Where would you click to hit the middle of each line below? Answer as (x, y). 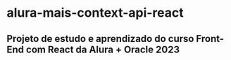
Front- (210, 39)
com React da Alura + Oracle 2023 (103, 49)
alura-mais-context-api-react (95, 13)
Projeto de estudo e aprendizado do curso (100, 39)
